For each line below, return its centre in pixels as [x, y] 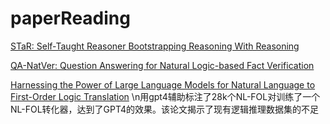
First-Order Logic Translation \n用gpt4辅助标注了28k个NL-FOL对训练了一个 [165, 96]
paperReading [70, 18]
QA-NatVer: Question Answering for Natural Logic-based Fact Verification [162, 65]
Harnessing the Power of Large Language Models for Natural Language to [163, 84]
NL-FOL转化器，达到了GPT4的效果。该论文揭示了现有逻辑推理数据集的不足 [165, 109]
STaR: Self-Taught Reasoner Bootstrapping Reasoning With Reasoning [155, 46]
